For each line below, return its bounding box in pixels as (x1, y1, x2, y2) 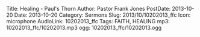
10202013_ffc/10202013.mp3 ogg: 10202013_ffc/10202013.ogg (6, 24, 162, 31)
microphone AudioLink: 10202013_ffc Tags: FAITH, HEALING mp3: (6, 18, 170, 24)
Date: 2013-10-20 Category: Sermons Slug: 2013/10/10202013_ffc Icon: (14, 11, 191, 18)
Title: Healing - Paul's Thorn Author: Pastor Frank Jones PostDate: (6, 5, 170, 12)
